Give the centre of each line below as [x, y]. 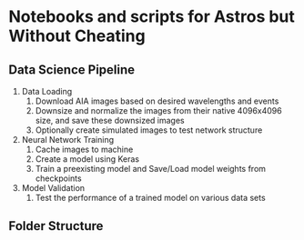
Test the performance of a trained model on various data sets [150, 198]
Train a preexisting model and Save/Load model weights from [150, 169]
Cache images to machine [84, 149]
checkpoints [59, 178]
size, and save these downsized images [110, 120]
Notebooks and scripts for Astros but [152, 17]
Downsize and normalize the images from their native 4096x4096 [159, 110]
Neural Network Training [68, 140]
